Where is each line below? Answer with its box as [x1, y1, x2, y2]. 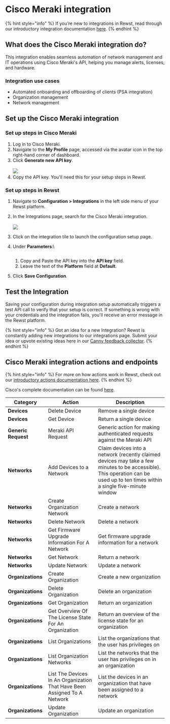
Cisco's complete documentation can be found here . [5, 386, 115, 392]
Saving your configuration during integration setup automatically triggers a [5, 301, 161, 307]
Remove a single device [98, 407, 155, 414]
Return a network [98, 554, 139, 561]
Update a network [98, 562, 141, 569]
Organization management [12, 94, 68, 100]
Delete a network [98, 518, 139, 525]
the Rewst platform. [5, 317, 47, 323]
